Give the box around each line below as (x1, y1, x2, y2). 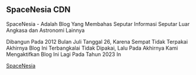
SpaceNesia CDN (6, 5, 71, 15)
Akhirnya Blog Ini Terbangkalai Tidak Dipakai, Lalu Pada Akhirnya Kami (6, 44, 178, 51)
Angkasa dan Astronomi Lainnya (6, 27, 85, 34)
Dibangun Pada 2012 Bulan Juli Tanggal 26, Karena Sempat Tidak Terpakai (6, 38, 188, 45)
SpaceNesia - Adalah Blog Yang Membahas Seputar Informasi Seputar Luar (6, 20, 190, 27)
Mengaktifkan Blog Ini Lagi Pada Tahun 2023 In (6, 50, 121, 58)
